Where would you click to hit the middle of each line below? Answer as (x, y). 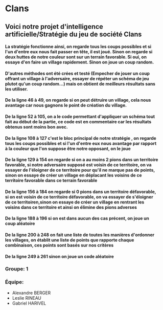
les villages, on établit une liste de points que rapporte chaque (70, 240)
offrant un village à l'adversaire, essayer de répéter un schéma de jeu (77, 78)
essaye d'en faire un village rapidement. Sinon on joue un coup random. (80, 62)
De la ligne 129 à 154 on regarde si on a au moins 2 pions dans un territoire (81, 160)
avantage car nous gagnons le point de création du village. (66, 105)
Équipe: (14, 282)
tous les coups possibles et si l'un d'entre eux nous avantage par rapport (81, 143)
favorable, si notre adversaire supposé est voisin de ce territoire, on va (78, 165)
